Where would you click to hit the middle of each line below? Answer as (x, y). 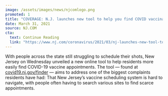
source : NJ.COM (21, 28)
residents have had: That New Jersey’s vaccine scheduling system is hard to (84, 77)
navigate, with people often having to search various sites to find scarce (79, 83)
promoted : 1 (17, 14)
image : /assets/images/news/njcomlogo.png (50, 10)
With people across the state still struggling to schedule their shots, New (80, 56)
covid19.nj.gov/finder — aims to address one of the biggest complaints (78, 72)
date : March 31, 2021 (28, 24)
